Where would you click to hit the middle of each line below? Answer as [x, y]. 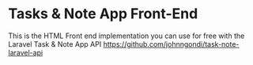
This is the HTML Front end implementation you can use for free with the [126, 36]
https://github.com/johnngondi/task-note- [171, 44]
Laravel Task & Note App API [55, 44]
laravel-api [26, 52]
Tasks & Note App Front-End [103, 14]
